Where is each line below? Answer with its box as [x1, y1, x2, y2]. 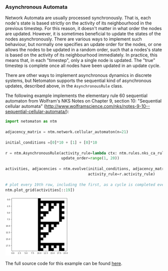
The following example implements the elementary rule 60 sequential [5, 92, 147, 98]
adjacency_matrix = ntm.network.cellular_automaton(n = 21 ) [5, 129, 128, 134]
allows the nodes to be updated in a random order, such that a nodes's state [5, 46, 162, 53]
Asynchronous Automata [5, 3, 68, 10]
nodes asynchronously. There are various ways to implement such [5, 36, 142, 42]
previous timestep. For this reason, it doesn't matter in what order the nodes [5, 25, 162, 31]
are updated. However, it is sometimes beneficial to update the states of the [5, 31, 161, 37]
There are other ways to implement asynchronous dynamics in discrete [5, 72, 152, 78]
